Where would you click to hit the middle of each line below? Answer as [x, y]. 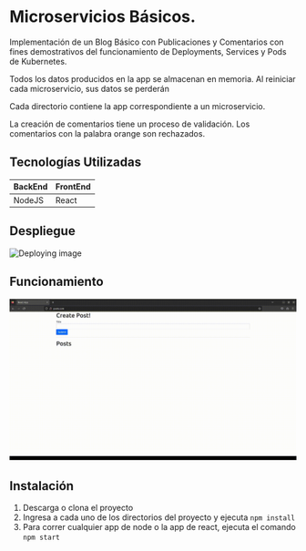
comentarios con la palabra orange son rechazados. [107, 133]
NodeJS [28, 200]
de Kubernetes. [38, 61]
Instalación [42, 486]
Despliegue [42, 231]
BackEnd [31, 187]
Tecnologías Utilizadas [76, 163]
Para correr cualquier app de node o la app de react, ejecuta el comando [159, 526]
